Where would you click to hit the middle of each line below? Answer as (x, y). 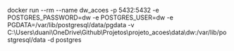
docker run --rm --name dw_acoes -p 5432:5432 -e (84, 10)
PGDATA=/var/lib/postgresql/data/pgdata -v (71, 25)
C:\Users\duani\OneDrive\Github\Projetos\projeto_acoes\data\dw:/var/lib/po (117, 32)
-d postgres (64, 40)
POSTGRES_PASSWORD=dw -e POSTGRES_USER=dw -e (91, 17)
